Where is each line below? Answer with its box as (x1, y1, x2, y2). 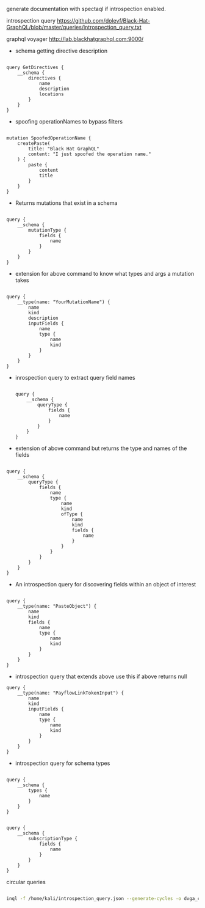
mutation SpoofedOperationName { (6, 135, 92, 141)
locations (38, 91, 64, 97)
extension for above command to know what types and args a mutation (15, 270, 195, 277)
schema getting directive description (15, 47, 108, 54)
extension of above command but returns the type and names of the (15, 445, 187, 452)
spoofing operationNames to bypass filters (15, 118, 123, 125)
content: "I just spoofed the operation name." (28, 151, 151, 157)
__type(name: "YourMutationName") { (17, 299, 111, 305)
